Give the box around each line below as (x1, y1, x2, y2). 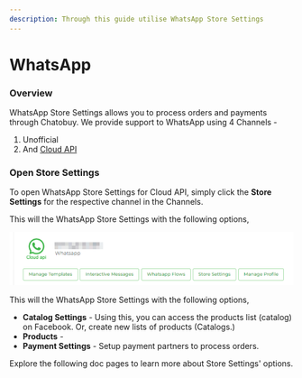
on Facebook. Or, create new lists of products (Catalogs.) (22, 321, 236, 333)
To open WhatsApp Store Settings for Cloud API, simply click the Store (9, 187, 272, 198)
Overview (9, 87, 53, 99)
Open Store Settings (9, 167, 100, 180)
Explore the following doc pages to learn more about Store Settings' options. (9, 358, 294, 369)
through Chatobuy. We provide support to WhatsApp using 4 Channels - (9, 117, 278, 128)
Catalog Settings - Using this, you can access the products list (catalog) (22, 312, 293, 323)
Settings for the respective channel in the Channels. (9, 197, 204, 207)
